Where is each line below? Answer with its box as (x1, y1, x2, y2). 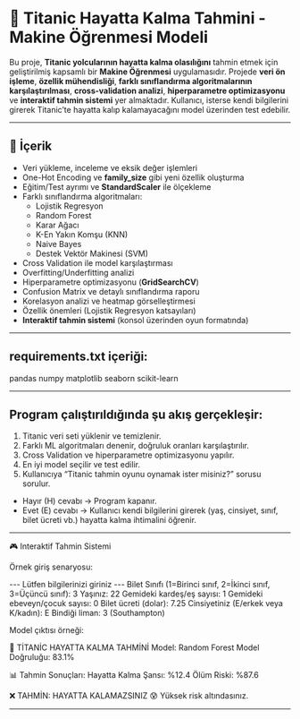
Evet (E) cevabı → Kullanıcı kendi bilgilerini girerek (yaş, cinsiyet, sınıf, (21, 505, 279, 516)
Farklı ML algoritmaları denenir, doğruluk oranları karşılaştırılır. (21, 441, 250, 451)
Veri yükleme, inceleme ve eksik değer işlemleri (21, 162, 198, 173)
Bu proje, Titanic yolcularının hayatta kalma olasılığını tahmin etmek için (9, 56, 279, 67)
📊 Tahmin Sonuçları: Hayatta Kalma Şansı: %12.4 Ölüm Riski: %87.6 (9, 670, 259, 680)
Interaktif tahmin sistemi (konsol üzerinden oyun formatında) (21, 314, 249, 325)
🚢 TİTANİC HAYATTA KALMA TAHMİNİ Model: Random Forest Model (9, 642, 260, 653)
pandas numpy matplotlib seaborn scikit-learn (9, 372, 179, 383)
